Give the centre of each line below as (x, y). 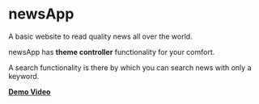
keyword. (24, 76)
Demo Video (30, 92)
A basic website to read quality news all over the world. (100, 36)
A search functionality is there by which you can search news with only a (130, 67)
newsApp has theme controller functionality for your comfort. (112, 52)
